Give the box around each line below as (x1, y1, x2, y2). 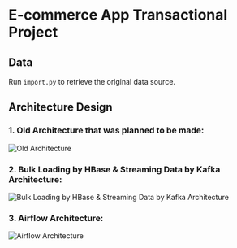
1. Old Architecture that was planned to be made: (8, 124, 205, 136)
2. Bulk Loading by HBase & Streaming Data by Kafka (8, 163, 221, 175)
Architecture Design (8, 100, 113, 115)
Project (8, 23, 58, 41)
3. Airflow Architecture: (8, 212, 104, 224)
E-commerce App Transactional (8, 6, 228, 24)
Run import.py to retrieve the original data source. (8, 77, 176, 86)
